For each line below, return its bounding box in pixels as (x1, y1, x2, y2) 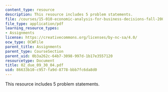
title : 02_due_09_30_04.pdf (5, 63, 64, 68)
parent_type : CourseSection (5, 49, 64, 54)
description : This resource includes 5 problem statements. (5, 12, 133, 17)
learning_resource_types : (5, 26, 59, 31)
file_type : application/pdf (5, 21, 64, 26)
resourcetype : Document (5, 58, 55, 63)
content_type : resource (5, 7, 55, 12)
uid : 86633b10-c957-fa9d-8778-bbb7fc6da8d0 (5, 68, 97, 73)
